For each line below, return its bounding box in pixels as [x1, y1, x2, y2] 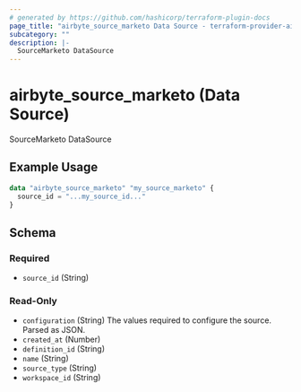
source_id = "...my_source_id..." [17, 192, 146, 201]
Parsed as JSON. [21, 325, 86, 335]
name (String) [21, 353, 69, 364]
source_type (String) [21, 362, 97, 373]
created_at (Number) [21, 334, 101, 345]
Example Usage [9, 160, 99, 175]
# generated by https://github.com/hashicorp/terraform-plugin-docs [9, 13, 271, 22]
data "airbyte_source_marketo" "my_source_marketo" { [9, 183, 215, 193]
